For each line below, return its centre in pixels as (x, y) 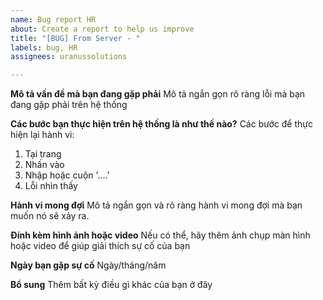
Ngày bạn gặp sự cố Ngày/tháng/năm (88, 265)
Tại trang (43, 154)
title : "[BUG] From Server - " (75, 38)
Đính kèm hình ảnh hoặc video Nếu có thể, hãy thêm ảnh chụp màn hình (160, 235)
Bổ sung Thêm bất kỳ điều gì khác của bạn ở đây (111, 285)
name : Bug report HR (53, 19)
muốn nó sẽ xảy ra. (50, 216)
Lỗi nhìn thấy (51, 186)
